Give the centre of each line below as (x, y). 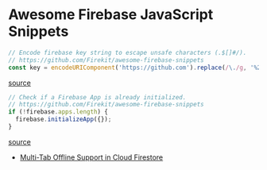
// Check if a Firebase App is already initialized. (97, 97)
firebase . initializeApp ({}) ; (64, 120)
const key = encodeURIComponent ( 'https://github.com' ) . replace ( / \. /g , (128, 68)
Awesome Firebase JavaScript (111, 15)
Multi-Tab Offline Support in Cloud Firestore (91, 157)
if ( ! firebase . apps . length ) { (58, 112)
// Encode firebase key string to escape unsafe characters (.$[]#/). (128, 52)
